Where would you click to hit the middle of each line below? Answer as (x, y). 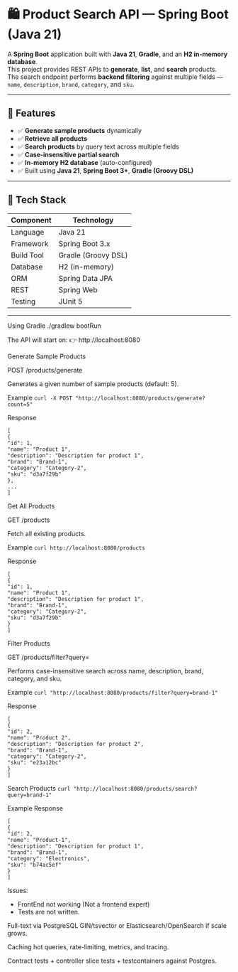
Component (31, 220)
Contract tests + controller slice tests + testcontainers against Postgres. (112, 961)
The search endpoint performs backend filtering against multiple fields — (115, 77)
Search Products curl (39, 788)
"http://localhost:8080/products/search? (135, 789)
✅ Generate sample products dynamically (80, 130)
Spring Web (78, 289)
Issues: (18, 890)
